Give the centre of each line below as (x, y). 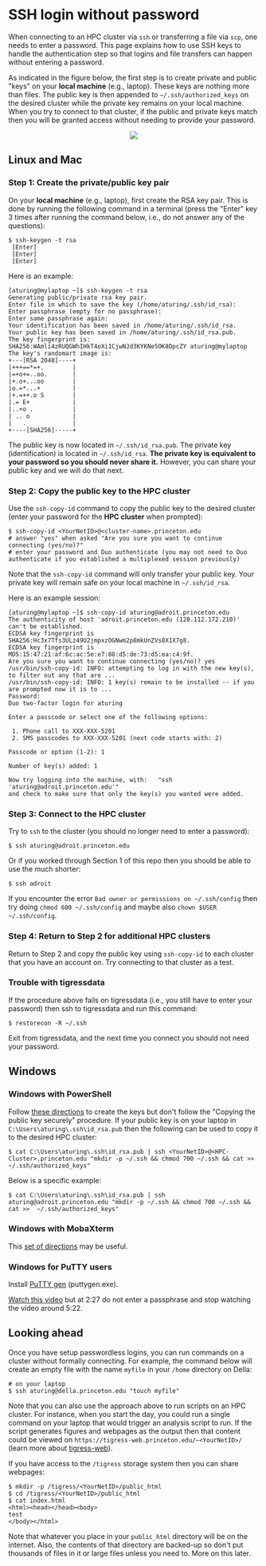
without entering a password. (56, 62)
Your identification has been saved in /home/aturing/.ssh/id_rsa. (123, 325)
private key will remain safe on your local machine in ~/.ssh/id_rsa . (119, 582)
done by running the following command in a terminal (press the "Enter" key (133, 208)
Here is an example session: (55, 598)
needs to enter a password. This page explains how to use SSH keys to (125, 45)
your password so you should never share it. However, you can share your (132, 462)
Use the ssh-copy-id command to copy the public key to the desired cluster (132, 508)
